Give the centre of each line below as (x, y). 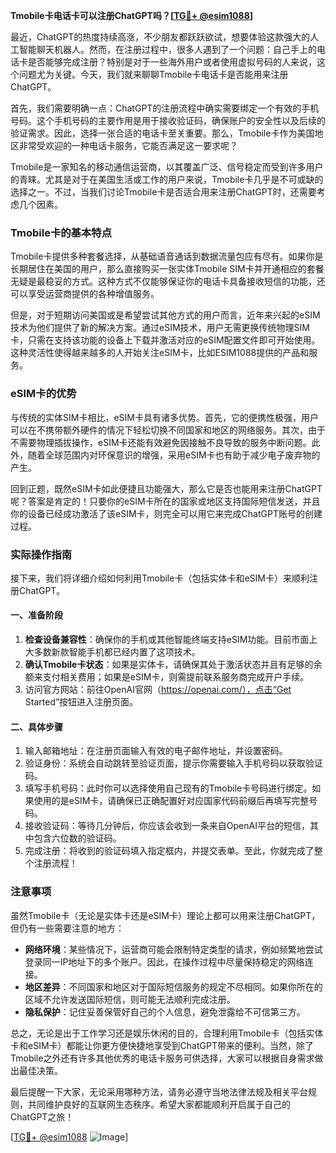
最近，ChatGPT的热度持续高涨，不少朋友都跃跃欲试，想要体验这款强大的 (160, 37)
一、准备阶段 (36, 615)
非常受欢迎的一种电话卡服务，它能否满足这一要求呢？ (128, 145)
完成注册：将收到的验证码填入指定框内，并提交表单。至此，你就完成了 (169, 851)
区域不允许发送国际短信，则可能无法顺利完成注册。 (130, 999)
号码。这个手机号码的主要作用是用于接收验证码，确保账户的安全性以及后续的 (168, 120)
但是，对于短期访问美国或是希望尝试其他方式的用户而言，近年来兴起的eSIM (165, 315)
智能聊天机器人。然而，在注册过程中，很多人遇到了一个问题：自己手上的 (167, 49)
